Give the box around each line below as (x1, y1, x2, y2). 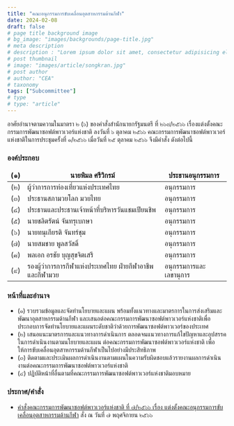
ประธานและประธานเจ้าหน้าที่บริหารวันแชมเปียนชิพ (27, 205, 157, 215)
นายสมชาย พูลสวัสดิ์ (27, 239, 79, 249)
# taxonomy (7, 81, 39, 88)
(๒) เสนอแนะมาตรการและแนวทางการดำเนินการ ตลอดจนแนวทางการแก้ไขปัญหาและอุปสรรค (17, 330, 226, 338)
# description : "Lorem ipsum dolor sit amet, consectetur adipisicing (7, 49, 219, 56)
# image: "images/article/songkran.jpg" (7, 62, 127, 69)
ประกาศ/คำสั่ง (7, 387, 44, 397)
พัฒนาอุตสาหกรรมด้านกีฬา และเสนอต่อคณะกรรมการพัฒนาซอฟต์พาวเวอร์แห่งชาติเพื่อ (17, 314, 211, 323)
